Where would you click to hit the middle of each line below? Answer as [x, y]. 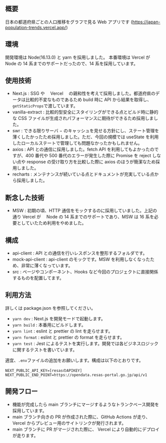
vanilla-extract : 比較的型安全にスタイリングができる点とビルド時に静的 [85, 112]
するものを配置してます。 [38, 278]
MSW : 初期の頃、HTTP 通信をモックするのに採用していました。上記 [83, 211]
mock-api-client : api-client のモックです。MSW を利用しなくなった [81, 260]
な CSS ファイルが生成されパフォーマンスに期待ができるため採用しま [83, 118]
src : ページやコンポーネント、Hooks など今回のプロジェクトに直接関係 [85, 272]
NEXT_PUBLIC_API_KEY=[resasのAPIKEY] [44, 370]
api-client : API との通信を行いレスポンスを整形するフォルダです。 [80, 253]
